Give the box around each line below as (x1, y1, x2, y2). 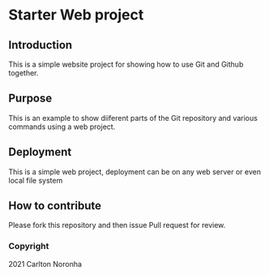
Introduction (8, 38, 73, 52)
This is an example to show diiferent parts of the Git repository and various (8, 113, 258, 122)
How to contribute (8, 199, 102, 213)
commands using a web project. (8, 122, 116, 131)
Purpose (8, 92, 53, 105)
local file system (8, 175, 63, 185)
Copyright (8, 241, 49, 252)
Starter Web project (8, 6, 144, 24)
